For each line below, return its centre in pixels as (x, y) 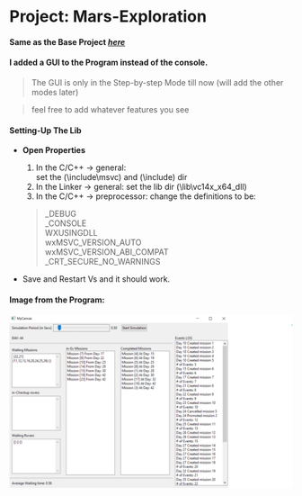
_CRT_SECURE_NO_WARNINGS (102, 262)
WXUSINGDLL (71, 233)
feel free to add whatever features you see (110, 109)
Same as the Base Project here (67, 41)
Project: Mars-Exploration (108, 17)
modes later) (55, 92)
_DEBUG (60, 214)
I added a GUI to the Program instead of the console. (109, 63)
